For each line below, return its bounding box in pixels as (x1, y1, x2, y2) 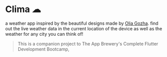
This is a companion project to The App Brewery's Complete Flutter (17, 40, 158, 46)
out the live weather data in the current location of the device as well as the (5, 25, 162, 31)
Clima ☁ (5, 4, 41, 15)
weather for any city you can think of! (5, 31, 83, 37)
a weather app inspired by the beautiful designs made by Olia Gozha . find (5, 20, 158, 26)
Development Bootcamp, (17, 46, 70, 52)
